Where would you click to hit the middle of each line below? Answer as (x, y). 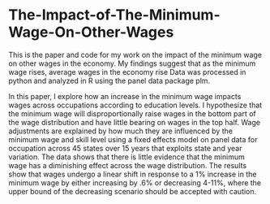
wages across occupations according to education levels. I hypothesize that (135, 105)
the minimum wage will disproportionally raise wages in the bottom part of (133, 113)
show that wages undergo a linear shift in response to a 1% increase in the (133, 174)
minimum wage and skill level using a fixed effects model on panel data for (133, 139)
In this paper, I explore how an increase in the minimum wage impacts (125, 96)
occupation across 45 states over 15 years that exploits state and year (125, 148)
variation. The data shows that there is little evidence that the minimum (126, 157)
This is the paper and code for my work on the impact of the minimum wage (135, 54)
